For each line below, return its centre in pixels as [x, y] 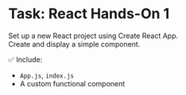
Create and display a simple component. [74, 44]
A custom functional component [72, 83]
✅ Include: [25, 59]
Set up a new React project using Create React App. [93, 36]
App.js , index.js [47, 75]
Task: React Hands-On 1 [89, 14]
